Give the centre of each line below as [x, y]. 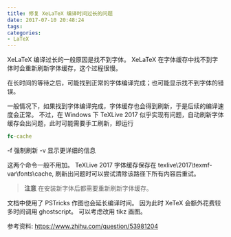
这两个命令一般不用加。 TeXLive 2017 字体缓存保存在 [82, 165]
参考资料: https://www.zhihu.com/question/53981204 [83, 226]
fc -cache [20, 136]
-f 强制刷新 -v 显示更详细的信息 [52, 150]
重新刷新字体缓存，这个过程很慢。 [73, 68]
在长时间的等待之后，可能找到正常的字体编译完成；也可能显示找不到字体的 [112, 83]
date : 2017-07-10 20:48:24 [46, 20]
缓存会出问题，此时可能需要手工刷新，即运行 [70, 123]
